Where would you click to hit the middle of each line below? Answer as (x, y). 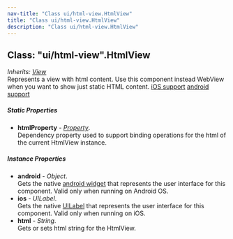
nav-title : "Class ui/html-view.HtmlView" (70, 14)
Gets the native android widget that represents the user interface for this (121, 184)
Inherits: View (27, 72)
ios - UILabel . (37, 198)
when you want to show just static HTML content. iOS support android (108, 87)
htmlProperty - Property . (54, 128)
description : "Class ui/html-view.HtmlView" (73, 27)
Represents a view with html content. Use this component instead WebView (116, 79)
